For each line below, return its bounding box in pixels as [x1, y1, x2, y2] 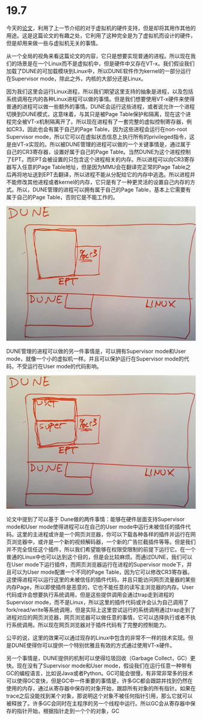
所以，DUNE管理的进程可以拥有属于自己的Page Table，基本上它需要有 [16, 185, 191, 193]
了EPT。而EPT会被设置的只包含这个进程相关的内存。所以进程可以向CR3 [6, 155, 185, 163]
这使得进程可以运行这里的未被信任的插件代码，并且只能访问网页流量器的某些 [6, 576, 196, 583]
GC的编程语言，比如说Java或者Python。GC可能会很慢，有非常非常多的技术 [6, 669, 194, 677]
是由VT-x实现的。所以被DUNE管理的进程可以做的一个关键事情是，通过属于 [6, 140, 191, 148]
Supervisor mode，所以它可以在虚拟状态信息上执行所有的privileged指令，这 [6, 133, 195, 140]
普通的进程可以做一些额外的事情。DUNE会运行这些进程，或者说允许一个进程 [6, 103, 195, 110]
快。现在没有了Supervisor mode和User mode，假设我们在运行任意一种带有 [6, 662, 192, 669]
